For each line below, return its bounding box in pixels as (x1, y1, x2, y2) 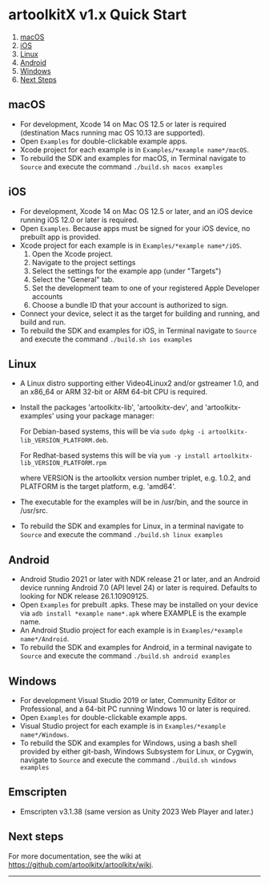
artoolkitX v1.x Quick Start (8, 6, 187, 24)
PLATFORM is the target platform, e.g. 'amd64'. (19, 482, 176, 491)
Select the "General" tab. (31, 274, 114, 284)
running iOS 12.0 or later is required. (19, 215, 139, 224)
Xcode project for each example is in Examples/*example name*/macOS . (19, 144, 250, 154)
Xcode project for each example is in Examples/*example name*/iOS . (19, 240, 243, 250)
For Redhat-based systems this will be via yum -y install (19, 451, 211, 460)
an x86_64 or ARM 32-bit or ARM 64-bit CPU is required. (19, 387, 208, 397)
